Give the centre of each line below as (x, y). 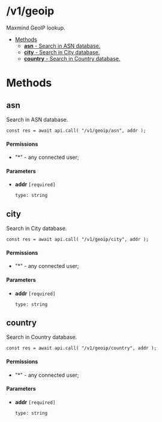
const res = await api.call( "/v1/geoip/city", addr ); (77, 240)
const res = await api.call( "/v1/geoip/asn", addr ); (76, 131)
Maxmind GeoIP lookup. (36, 28)
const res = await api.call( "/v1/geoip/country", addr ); (82, 348)
